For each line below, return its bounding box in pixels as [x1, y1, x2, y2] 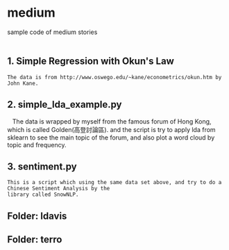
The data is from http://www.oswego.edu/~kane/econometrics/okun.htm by [7, 74, 222, 81]
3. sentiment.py [7, 160, 78, 172]
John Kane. [7, 80, 39, 87]
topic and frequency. [7, 140, 67, 149]
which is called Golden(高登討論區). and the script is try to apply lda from [7, 125, 217, 133]
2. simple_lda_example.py [7, 99, 122, 110]
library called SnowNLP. [7, 191, 79, 199]
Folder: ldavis [7, 210, 67, 222]
